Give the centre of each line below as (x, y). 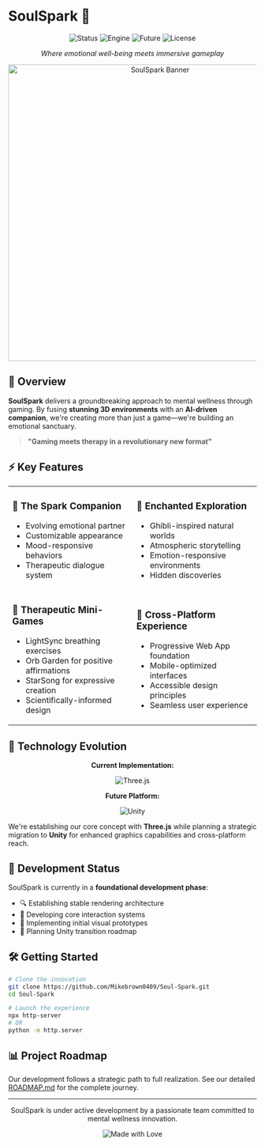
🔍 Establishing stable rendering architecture (91, 903)
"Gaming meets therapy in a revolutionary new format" (119, 441)
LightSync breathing (63, 641)
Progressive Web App (190, 646)
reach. (19, 843)
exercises (43, 651)
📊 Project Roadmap (58, 1056)
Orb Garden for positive (69, 661)
